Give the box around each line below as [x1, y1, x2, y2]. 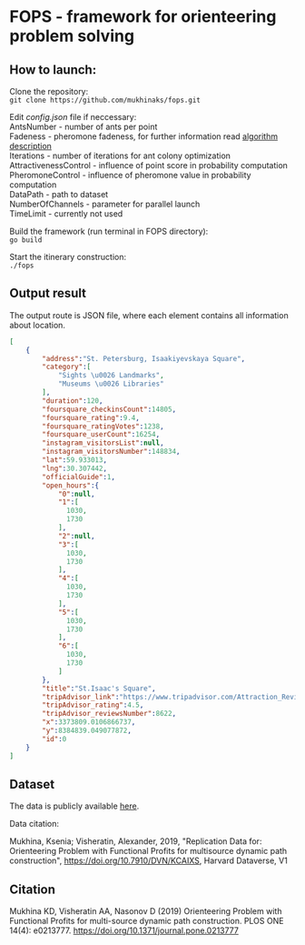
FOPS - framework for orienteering [9, 6, 277, 27]
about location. [9, 319, 66, 330]
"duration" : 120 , [42, 396, 103, 406]
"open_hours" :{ [42, 480, 100, 490]
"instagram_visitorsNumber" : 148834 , [42, 447, 181, 457]
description [9, 141, 53, 151]
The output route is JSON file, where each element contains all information [9, 309, 289, 320]
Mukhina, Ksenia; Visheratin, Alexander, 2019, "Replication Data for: [9, 836, 262, 847]
